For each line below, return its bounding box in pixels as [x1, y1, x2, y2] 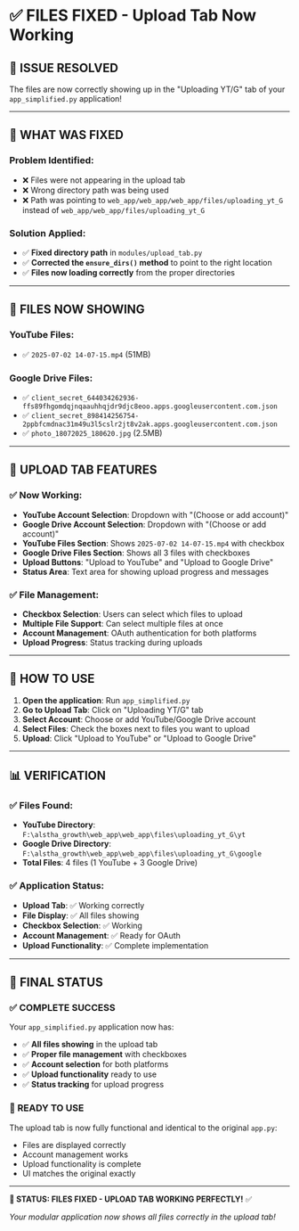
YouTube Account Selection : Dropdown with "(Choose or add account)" [21, 509, 289, 520]
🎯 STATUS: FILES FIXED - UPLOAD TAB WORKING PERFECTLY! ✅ [9, 1194, 253, 1204]
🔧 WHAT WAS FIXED [9, 127, 125, 143]
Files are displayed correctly [21, 1139, 126, 1150]
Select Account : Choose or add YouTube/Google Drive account [21, 714, 256, 725]
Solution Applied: [9, 226, 86, 239]
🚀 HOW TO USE [9, 671, 95, 686]
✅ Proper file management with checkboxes [21, 1049, 187, 1060]
